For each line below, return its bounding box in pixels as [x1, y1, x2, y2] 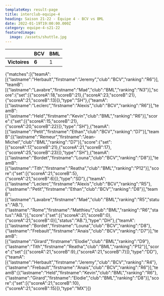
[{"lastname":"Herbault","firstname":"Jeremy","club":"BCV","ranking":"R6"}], [5, 76, 159, 82]
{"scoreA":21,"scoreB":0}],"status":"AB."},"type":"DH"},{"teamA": [5, 217, 136, 223]
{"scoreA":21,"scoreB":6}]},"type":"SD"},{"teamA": [5, 176, 106, 181]
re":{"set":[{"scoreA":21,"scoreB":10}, [5, 280, 80, 286]
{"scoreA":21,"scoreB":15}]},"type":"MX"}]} [5, 285, 92, 291]
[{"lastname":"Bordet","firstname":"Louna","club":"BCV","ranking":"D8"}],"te [5, 154, 159, 160]
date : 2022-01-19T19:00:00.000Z [5, 21, 71, 26]
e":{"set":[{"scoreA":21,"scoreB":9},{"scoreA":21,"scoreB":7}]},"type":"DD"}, [5, 249, 158, 255]
